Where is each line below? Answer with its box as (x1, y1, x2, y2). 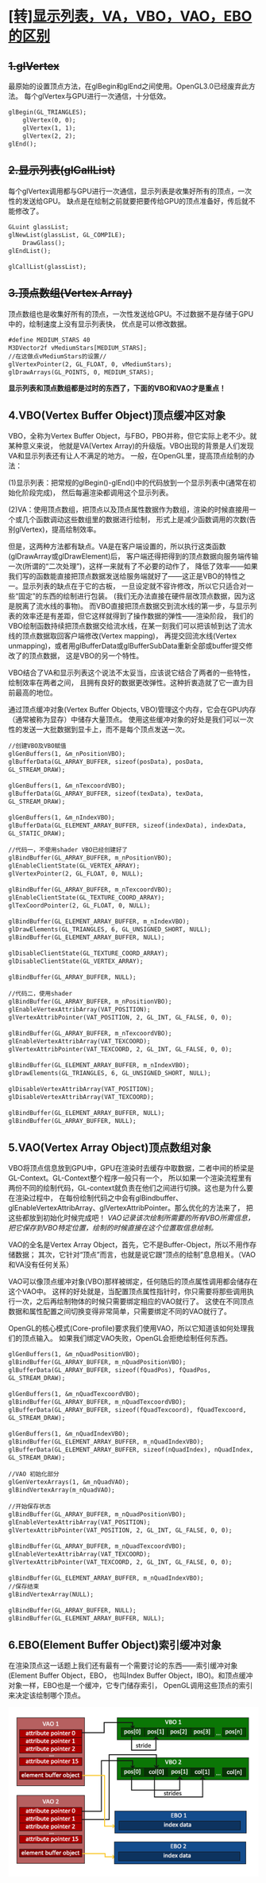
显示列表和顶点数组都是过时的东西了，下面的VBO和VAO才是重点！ (8, 383, 226, 392)
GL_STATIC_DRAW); (8, 829, 66, 838)
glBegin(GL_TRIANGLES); (8, 108, 87, 116)
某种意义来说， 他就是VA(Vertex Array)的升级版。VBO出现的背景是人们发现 (8, 441, 254, 450)
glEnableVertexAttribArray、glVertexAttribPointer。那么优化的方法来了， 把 (8, 1203, 254, 1213)
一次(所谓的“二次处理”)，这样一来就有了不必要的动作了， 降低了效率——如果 (8, 562, 258, 571)
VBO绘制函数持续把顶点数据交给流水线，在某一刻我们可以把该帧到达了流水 (8, 622, 253, 631)
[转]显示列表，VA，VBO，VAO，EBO (8, 7, 253, 25)
